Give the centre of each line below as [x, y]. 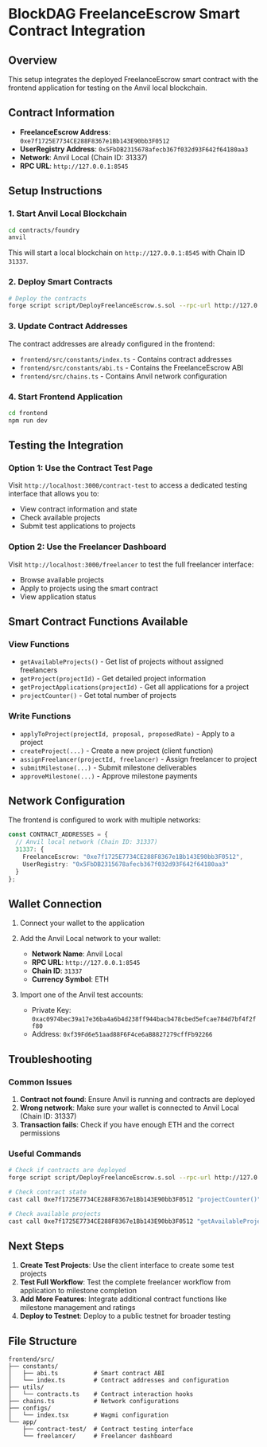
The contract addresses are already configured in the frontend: [112, 343]
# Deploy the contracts [48, 298]
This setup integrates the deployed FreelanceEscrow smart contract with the [133, 79]
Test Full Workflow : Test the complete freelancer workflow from [125, 1282]
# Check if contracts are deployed [67, 1171]
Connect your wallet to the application [82, 923]
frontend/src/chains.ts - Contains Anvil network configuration [124, 376]
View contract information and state [78, 509]
